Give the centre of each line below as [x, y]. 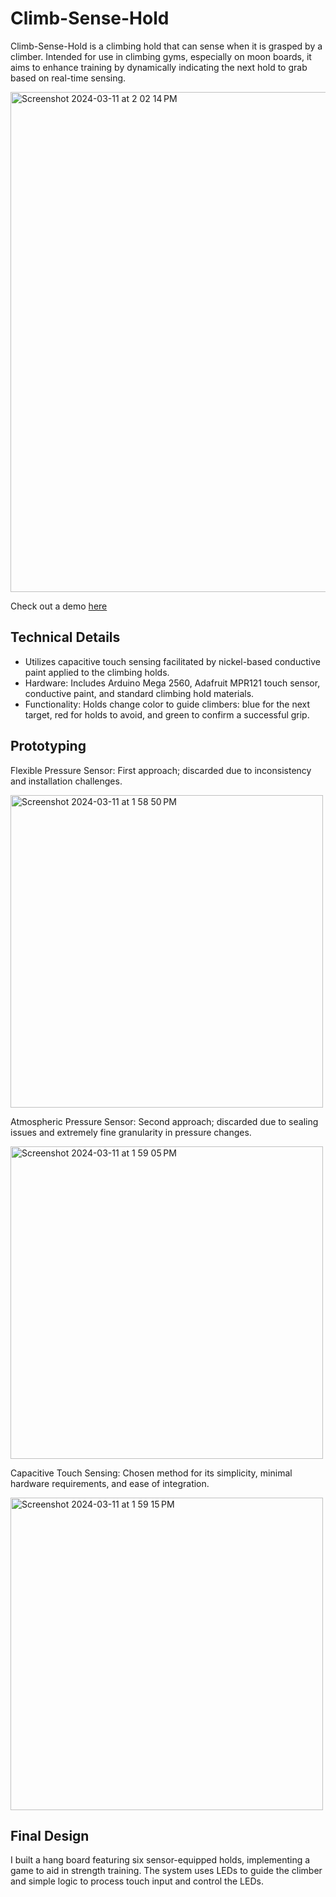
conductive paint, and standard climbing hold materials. [139, 693]
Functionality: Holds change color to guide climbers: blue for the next [167, 704]
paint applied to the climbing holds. [97, 672]
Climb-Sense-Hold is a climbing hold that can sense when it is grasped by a [166, 46]
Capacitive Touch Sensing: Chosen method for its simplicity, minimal [151, 1473]
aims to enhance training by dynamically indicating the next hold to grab [159, 67]
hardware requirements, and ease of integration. [110, 1483]
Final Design [50, 1835]
